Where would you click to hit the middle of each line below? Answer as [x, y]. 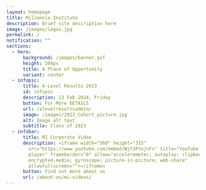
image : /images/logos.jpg [39, 29]
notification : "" [29, 40]
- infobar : [26, 132]
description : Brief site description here [61, 23]
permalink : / [23, 35]
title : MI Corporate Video [57, 138]
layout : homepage [29, 12]
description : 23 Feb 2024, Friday [67, 97]
